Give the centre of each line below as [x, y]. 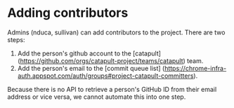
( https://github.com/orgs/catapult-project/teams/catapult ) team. [110, 60]
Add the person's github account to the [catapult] [89, 53]
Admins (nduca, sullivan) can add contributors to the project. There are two [116, 32]
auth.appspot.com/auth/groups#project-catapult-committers [105, 76]
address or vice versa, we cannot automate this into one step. [97, 97]
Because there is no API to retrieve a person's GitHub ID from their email [112, 89]
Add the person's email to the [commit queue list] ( [91, 68]
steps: [16, 39]
